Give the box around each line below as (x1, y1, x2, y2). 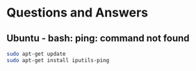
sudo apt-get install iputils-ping (6, 57, 110, 63)
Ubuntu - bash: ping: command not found (6, 32, 190, 44)
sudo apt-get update (6, 50, 67, 57)
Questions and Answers (6, 5, 149, 21)
